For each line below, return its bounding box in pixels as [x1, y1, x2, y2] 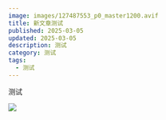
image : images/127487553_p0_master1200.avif [8, 11, 159, 20]
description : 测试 [8, 42, 67, 50]
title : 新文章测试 [8, 19, 64, 27]
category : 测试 [8, 49, 57, 57]
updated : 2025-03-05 [8, 34, 77, 42]
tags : [8, 57, 26, 65]
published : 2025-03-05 [8, 26, 84, 34]
